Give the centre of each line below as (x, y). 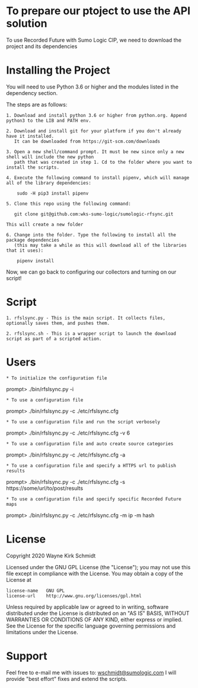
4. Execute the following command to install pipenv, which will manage (98, 177)
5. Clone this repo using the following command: (69, 204)
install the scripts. (33, 167)
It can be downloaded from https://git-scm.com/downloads (87, 141)
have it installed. (30, 136)
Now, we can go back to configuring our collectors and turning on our (91, 272)
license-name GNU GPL (36, 591)
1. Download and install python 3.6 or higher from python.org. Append (96, 115)
